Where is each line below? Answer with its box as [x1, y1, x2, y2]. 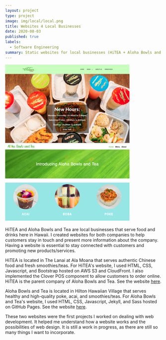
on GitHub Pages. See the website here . [5, 304, 87, 310]
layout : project [5, 8, 39, 13]
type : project [5, 13, 35, 18]
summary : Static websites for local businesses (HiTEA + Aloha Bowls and [5, 50, 162, 55]
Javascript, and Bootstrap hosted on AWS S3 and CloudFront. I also [5, 268, 144, 274]
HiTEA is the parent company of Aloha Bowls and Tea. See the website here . [5, 278, 162, 284]
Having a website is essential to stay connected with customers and [5, 243, 144, 249]
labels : [5, 40, 21, 45]
